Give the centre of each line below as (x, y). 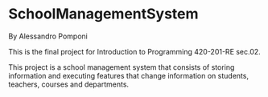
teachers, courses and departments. (69, 84)
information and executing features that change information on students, (129, 75)
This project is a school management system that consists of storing (122, 67)
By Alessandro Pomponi (48, 36)
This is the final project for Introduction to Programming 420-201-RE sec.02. (135, 51)
